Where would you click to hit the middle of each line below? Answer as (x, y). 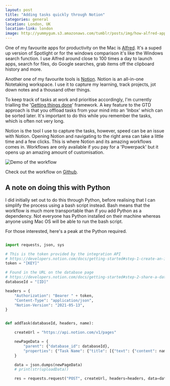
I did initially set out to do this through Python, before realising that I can (80, 200)
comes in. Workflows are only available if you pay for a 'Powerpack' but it (82, 147)
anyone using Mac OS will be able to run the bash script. (64, 221)
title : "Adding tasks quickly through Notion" (55, 15)
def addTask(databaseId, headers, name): (50, 323)
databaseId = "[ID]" (27, 282)
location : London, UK (28, 24)
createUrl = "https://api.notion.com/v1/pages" (65, 332)
